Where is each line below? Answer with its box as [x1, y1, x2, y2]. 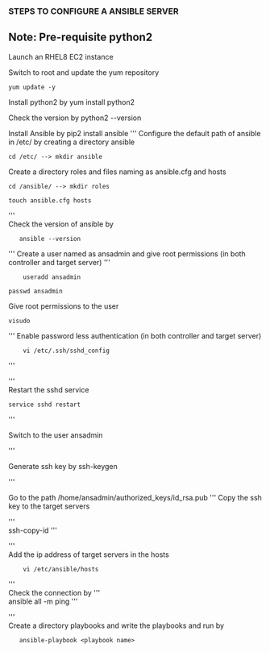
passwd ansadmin [8, 287, 63, 295]
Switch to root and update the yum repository [8, 67, 160, 77]
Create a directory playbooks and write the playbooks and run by [8, 621, 224, 630]
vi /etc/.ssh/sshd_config [23, 347, 110, 355]
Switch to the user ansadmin [8, 430, 103, 440]
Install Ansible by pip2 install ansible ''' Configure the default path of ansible [8, 128, 261, 138]
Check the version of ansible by [8, 219, 114, 229]
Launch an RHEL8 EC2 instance [8, 52, 114, 61]
